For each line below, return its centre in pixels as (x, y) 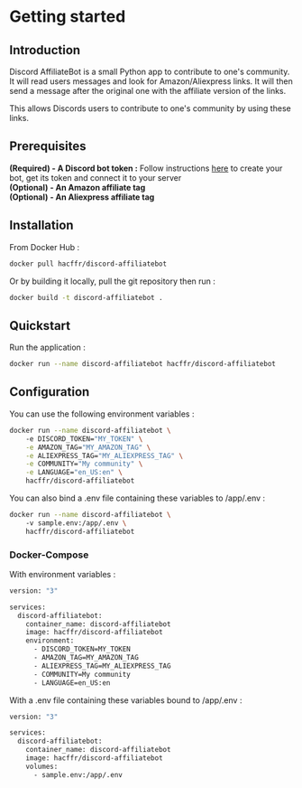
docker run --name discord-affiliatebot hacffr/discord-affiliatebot (143, 364)
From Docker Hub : (44, 247)
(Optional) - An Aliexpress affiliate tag (82, 197)
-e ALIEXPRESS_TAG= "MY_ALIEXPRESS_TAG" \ (104, 455)
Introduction (45, 50)
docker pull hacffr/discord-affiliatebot (88, 264)
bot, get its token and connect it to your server (96, 177)
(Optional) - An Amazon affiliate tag (78, 187)
